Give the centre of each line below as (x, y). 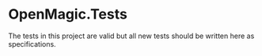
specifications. (32, 44)
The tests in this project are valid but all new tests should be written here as (131, 36)
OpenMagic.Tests (68, 14)
